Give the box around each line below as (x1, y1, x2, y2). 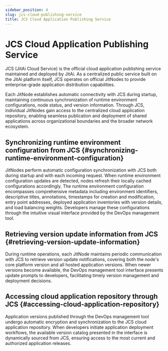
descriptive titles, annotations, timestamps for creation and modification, (5, 194, 155, 200)
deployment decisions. (5, 278, 52, 284)
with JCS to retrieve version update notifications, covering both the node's (5, 256, 159, 262)
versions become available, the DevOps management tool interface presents (5, 267, 163, 273)
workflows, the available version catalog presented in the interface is (5, 329, 148, 335)
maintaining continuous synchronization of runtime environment (5, 97, 137, 103)
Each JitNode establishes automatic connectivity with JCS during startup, (5, 92, 157, 98)
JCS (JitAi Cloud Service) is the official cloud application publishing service (5, 66, 161, 72)
